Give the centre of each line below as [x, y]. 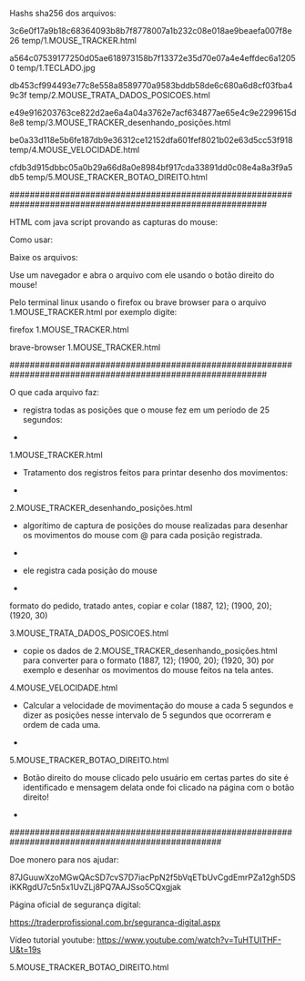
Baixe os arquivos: [44, 257]
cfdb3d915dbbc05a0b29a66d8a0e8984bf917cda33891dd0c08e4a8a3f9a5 [151, 167]
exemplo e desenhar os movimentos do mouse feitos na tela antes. [148, 670]
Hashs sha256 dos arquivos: [63, 13]
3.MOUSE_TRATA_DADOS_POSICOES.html [89, 633]
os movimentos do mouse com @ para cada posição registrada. [142, 535]
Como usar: [31, 240]
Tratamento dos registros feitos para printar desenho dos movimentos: [155, 472]
